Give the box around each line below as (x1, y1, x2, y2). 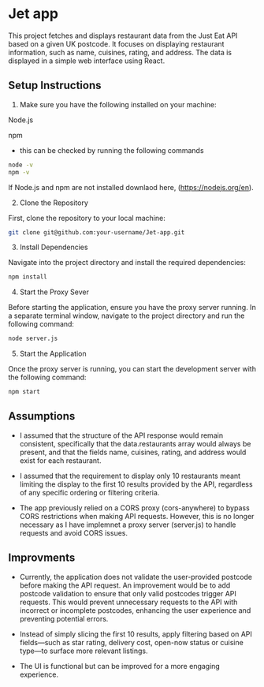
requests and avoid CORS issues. (19, 528, 128, 537)
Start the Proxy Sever (19, 287, 89, 297)
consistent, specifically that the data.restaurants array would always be (19, 439, 251, 448)
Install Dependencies (19, 242, 88, 252)
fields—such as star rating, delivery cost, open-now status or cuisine (19, 637, 244, 647)
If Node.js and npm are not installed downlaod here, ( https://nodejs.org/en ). (8, 182, 254, 192)
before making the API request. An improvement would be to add (19, 581, 231, 590)
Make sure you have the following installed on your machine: (19, 99, 217, 109)
